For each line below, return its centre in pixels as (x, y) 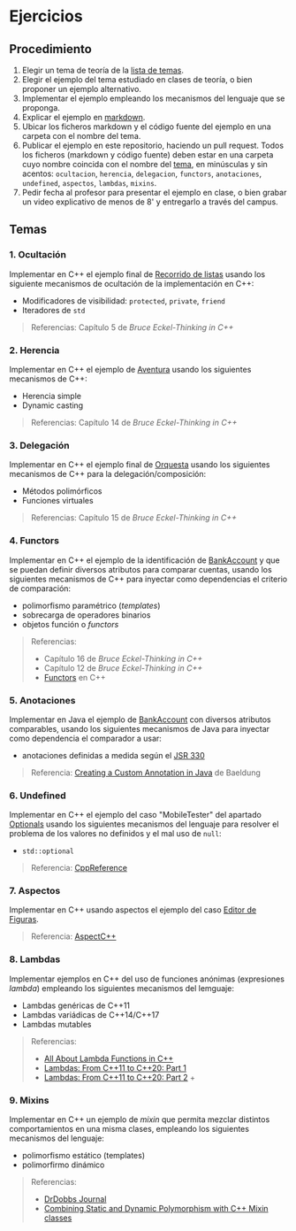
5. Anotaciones (42, 700)
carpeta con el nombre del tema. (81, 136)
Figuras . (24, 919)
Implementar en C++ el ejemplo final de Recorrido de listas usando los (137, 274)
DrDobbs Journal (75, 1199)
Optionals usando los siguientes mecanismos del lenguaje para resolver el (144, 824)
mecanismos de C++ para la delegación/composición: (107, 474)
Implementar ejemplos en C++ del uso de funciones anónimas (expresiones (147, 979)
